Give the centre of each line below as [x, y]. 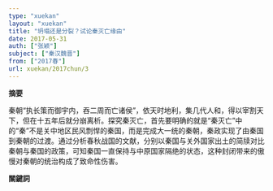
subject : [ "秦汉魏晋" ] [44, 54]
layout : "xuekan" [38, 24]
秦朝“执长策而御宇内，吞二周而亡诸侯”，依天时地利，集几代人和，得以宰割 [133, 110]
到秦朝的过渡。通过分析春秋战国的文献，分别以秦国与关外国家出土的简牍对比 [136, 141]
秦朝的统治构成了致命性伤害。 [72, 161]
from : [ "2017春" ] [37, 62]
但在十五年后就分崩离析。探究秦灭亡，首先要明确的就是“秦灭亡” [129, 120]
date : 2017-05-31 [38, 39]
